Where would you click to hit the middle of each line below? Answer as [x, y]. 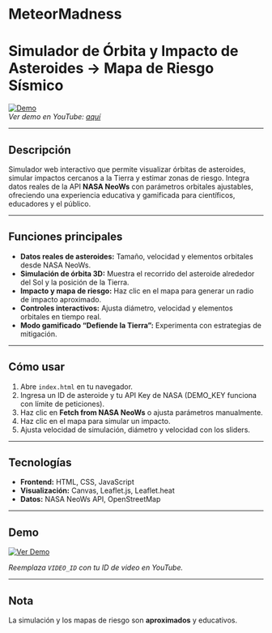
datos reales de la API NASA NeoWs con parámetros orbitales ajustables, [131, 186]
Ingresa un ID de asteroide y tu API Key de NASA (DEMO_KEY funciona [138, 395]
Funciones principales [66, 237]
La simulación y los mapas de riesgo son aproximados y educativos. [123, 620]
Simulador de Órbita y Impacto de [123, 51]
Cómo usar [37, 367]
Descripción [40, 150]
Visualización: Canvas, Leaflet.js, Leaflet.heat [98, 490]
